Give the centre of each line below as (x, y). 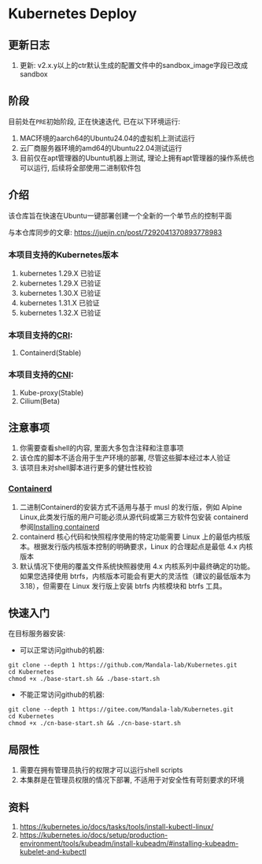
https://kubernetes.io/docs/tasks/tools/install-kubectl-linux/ (116, 827)
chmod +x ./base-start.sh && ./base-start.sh (84, 679)
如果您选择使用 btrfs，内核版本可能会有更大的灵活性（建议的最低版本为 (135, 576)
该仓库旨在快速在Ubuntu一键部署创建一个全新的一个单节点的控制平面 (120, 215)
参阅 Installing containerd (59, 526)
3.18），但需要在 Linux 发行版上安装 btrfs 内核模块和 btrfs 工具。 (123, 585)
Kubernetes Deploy (73, 14)
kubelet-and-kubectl (53, 852)
